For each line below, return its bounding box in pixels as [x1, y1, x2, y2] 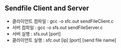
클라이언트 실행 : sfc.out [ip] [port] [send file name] [12, 37, 116, 43]
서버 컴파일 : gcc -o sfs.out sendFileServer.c [12, 24, 103, 30]
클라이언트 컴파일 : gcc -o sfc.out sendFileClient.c [12, 18, 114, 24]
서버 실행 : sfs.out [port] [12, 30, 61, 37]
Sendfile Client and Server [5, 4, 89, 13]
